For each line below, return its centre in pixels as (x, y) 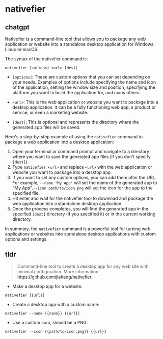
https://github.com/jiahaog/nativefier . (55, 277)
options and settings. (26, 239)
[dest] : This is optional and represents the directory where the (75, 122)
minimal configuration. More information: (58, 271)
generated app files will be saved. (46, 127)
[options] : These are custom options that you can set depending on (81, 77)
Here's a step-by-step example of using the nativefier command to (74, 137)
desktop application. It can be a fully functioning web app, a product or (84, 107)
